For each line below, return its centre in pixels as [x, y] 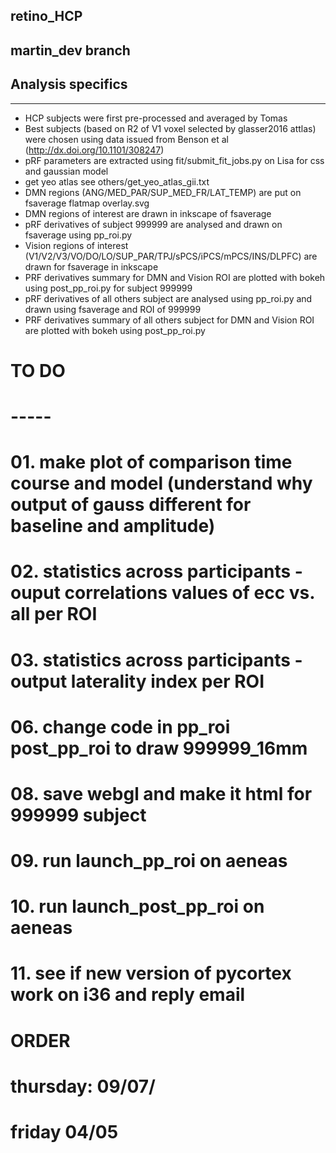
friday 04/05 [64, 1132]
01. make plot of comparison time [151, 462]
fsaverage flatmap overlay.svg [87, 203]
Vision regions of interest [76, 245]
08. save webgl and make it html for [161, 793]
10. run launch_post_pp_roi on [137, 906]
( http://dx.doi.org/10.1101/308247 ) [94, 150]
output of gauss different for [131, 505]
